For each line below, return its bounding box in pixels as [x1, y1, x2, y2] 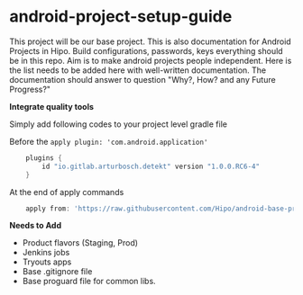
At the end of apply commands [9, 186, 124, 197]
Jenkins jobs [22, 247, 70, 258]
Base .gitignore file [22, 266, 93, 277]
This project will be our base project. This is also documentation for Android [9, 36, 291, 47]
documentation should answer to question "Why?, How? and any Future [9, 74, 277, 85]
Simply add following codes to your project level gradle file [9, 119, 228, 130]
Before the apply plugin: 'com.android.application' [9, 136, 208, 147]
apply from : [25, 204, 70, 213]
